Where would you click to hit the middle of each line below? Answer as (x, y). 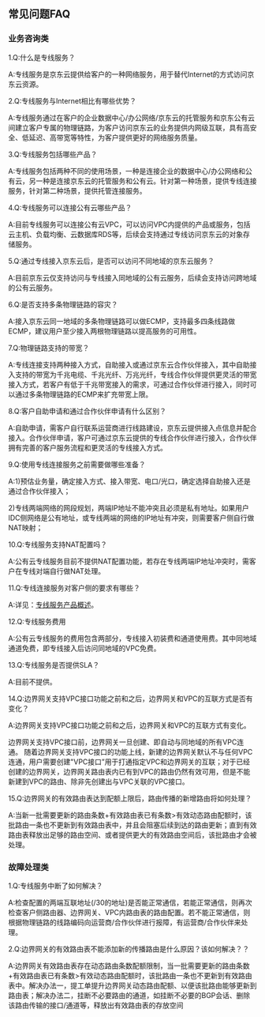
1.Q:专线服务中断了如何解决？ (56, 885)
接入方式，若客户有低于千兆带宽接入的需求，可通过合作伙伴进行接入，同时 (129, 384)
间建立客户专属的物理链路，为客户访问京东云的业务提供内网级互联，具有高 (129, 127)
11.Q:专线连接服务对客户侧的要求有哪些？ (74, 588)
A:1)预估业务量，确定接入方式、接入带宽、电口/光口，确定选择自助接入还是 (129, 481)
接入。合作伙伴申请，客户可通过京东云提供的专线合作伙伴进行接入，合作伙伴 (132, 438)
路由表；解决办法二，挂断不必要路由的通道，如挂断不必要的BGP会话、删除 (129, 995)
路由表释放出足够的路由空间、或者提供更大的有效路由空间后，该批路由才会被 (132, 834)
